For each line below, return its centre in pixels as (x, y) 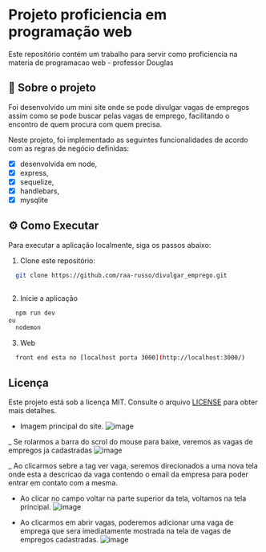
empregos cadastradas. (59, 539)
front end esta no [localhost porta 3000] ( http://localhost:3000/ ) (131, 358)
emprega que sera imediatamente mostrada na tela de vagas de (125, 530)
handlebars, (40, 191)
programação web (70, 32)
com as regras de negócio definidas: (69, 148)
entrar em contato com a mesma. (63, 482)
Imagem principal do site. (62, 426)
